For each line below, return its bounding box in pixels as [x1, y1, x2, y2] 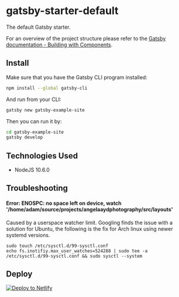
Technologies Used [6, 151, 78, 161]
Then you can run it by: [6, 117, 62, 124]
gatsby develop [6, 134, 43, 140]
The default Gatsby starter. [6, 23, 71, 31]
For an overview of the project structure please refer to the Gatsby [6, 35, 166, 42]
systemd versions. [6, 231, 50, 238]
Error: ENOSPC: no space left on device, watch [6, 200, 122, 207]
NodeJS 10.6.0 [14, 166, 50, 174]
